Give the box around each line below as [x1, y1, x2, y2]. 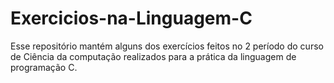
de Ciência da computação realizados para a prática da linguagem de [10, 50, 297, 62]
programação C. [10, 61, 78, 73]
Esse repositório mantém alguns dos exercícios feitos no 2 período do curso [10, 40, 324, 52]
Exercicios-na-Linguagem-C [10, 7, 253, 30]
